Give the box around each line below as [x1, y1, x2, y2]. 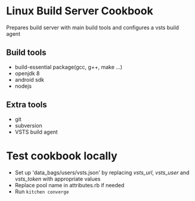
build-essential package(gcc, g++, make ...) [14, 63, 123, 70]
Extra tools [6, 100, 48, 110]
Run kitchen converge [14, 188, 69, 195]
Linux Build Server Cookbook [6, 4, 153, 18]
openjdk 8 [14, 70, 40, 77]
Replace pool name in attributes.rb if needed [14, 181, 125, 188]
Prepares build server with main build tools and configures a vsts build [6, 24, 179, 31]
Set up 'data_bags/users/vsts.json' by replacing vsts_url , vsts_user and [14, 169, 190, 176]
